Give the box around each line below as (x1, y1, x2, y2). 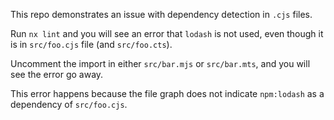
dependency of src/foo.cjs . (10, 99, 128, 110)
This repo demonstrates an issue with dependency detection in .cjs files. (10, 9, 313, 20)
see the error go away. (10, 69, 104, 80)
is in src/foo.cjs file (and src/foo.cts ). (10, 39, 173, 50)
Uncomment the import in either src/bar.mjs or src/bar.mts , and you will (10, 58, 311, 69)
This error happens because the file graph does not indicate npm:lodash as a (10, 88, 325, 99)
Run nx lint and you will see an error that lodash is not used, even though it (10, 28, 324, 39)
